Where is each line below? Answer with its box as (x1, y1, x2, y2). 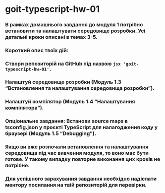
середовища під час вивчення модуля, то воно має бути (5, 149, 149, 156)
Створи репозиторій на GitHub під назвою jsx (5, 60, 121, 67)
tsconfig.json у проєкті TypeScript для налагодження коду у (5, 124, 158, 130)
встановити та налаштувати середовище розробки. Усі (5, 27, 146, 34)
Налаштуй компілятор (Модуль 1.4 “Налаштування (5, 98, 135, 105)
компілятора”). (5, 104, 44, 111)
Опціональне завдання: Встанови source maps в (5, 118, 128, 125)
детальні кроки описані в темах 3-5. (5, 34, 98, 41)
